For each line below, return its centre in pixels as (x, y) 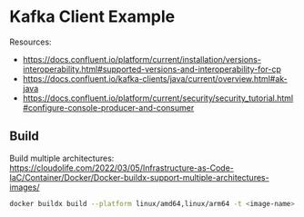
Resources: (30, 42)
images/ (25, 187)
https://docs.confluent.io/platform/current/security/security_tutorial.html (158, 98)
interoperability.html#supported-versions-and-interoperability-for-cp (152, 69)
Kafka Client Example (92, 17)
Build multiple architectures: (62, 158)
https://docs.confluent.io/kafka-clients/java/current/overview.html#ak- (155, 78)
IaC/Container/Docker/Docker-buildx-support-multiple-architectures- (140, 177)
